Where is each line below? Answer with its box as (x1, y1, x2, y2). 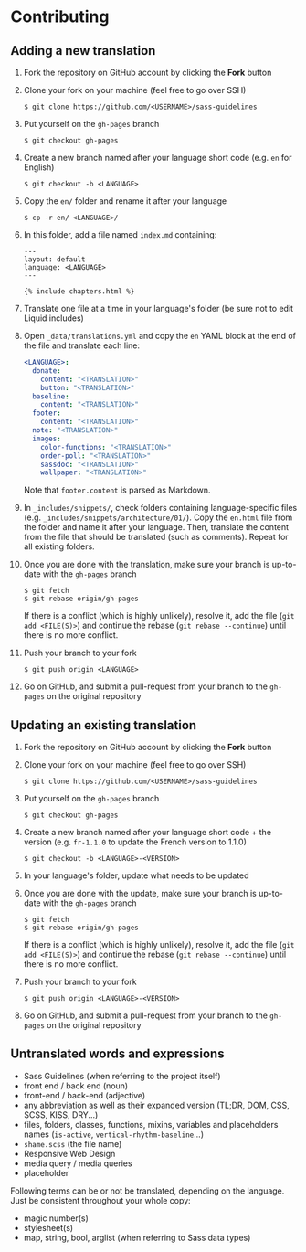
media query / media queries (23, 1158, 132, 1169)
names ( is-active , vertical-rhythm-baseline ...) (23, 1129, 205, 1140)
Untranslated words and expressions (10, 1046, 225, 1062)
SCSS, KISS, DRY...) (23, 1109, 99, 1120)
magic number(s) (23, 1213, 90, 1224)
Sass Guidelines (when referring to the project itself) (23, 1070, 222, 1081)
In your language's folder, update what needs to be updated (23, 870, 249, 881)
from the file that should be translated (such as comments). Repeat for (23, 532, 289, 543)
